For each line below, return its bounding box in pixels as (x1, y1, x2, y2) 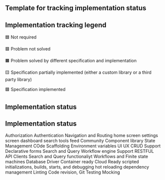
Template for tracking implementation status (5, 4, 147, 12)
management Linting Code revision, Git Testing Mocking (5, 169, 120, 175)
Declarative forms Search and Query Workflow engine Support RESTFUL (5, 148, 154, 154)
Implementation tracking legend (5, 21, 107, 29)
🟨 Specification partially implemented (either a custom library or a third (5, 69, 152, 76)
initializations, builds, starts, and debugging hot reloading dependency (5, 164, 149, 170)
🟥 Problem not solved (5, 46, 51, 52)
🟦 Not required (5, 34, 37, 40)
